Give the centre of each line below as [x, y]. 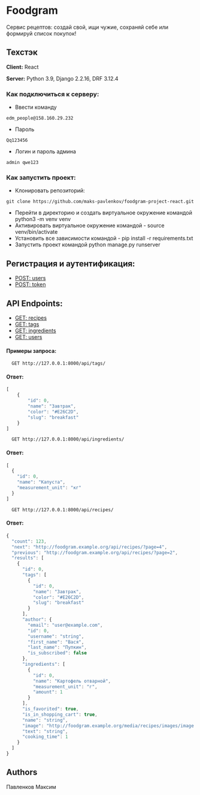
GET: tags [27, 324]
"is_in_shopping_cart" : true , [60, 714]
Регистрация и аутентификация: [71, 263]
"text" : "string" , [45, 731]
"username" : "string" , [56, 636]
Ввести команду [36, 107]
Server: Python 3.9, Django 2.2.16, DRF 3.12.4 [62, 78]
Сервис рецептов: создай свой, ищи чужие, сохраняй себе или [87, 27]
